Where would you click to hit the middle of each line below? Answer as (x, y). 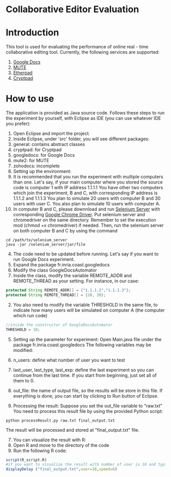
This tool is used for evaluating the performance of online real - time (77, 47)
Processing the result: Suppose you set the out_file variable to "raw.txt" (88, 406)
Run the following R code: (40, 451)
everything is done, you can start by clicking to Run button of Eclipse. (86, 396)
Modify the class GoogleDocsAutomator (55, 270)
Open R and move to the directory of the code (61, 445)
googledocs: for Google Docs (44, 155)
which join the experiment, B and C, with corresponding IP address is (85, 193)
